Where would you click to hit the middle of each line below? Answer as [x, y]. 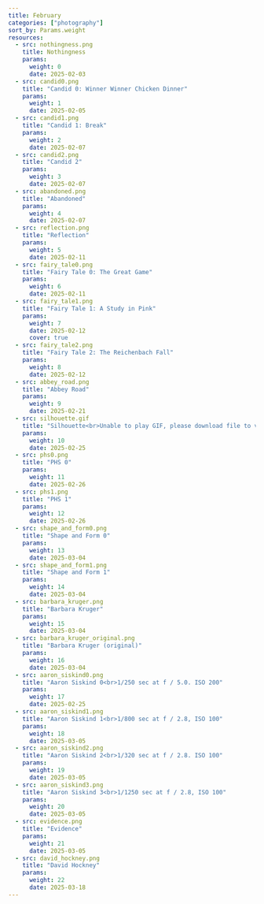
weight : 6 [45, 287]
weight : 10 [47, 441]
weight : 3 [45, 177]
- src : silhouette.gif [52, 419]
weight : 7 [45, 323]
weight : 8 [45, 367]
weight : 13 [47, 550]
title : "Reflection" [56, 236]
